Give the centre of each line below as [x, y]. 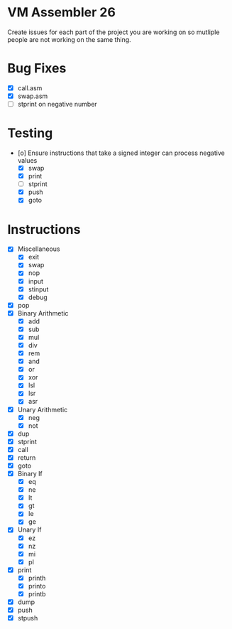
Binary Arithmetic [43, 313]
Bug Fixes [37, 69]
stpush [28, 618]
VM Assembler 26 [61, 12]
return [27, 457]
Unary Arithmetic [43, 409]
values [27, 160]
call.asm [30, 88]
